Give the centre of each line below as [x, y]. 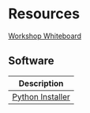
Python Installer [41, 96]
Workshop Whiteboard [45, 36]
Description [41, 83]
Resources [44, 14]
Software [31, 61]
